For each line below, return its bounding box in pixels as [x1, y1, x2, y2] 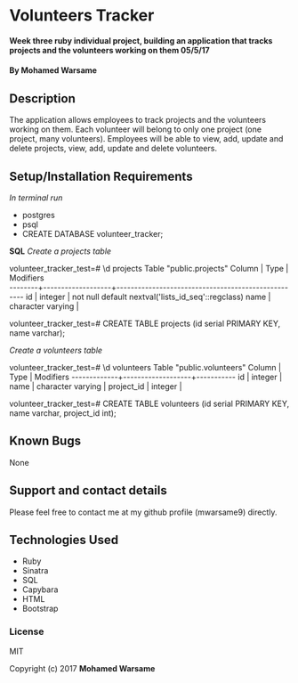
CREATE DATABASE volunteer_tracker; [21, 229, 164, 239]
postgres [21, 210, 55, 220]
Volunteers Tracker [9, 5, 155, 26]
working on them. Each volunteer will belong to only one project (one [9, 124, 262, 134]
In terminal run [9, 192, 63, 203]
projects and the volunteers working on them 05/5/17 [9, 45, 211, 55]
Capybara [21, 584, 59, 595]
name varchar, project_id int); [9, 408, 117, 419]
